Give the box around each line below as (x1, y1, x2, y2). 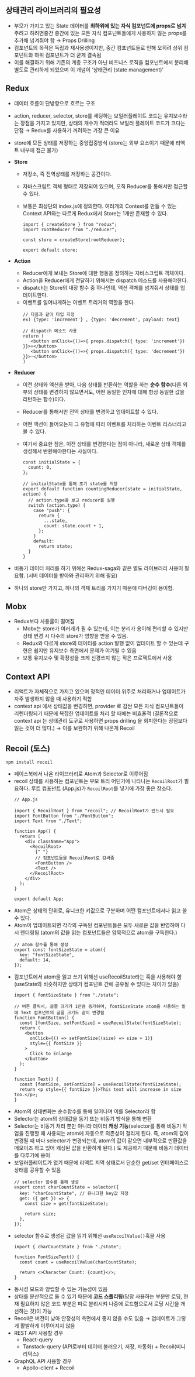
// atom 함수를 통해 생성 (13, 942, 68, 948)
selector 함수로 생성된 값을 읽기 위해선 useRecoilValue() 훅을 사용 (13, 1232, 166, 1239)
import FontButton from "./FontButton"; (13, 813, 114, 819)
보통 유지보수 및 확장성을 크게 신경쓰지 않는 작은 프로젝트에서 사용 (22, 654, 173, 661)
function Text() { (13, 1076, 59, 1083)
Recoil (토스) (5, 743, 51, 753)
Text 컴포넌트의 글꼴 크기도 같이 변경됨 (20, 1010, 105, 1016)
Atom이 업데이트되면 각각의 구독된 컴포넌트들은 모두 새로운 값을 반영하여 (13, 922, 180, 929)
